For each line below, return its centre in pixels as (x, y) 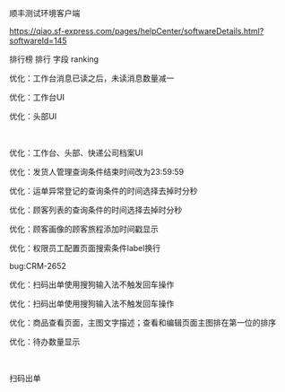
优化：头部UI (33, 116)
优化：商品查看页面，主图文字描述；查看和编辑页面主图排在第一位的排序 (142, 322)
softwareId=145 (38, 40)
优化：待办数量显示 (45, 342)
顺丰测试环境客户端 (45, 13)
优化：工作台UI (37, 97)
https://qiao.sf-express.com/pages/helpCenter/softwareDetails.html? (137, 31)
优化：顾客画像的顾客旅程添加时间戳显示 (84, 229)
